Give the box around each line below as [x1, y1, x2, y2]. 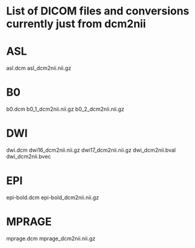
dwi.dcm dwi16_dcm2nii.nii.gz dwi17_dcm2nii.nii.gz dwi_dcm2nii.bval [6, 146, 176, 153]
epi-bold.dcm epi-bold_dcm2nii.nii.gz [6, 194, 99, 201]
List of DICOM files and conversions [6, 4, 190, 18]
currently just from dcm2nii [6, 17, 146, 31]
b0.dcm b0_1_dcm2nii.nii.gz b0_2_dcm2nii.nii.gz [6, 105, 125, 113]
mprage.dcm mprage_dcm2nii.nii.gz [6, 235, 96, 242]
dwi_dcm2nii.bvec [6, 153, 51, 160]
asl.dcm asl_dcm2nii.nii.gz [6, 64, 72, 72]
